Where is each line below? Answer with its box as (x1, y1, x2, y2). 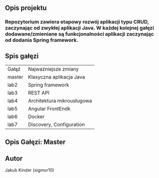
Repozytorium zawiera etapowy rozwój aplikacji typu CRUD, (5, 19, 149, 25)
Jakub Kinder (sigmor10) (5, 167, 54, 173)
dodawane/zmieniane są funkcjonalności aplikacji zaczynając (5, 31, 154, 38)
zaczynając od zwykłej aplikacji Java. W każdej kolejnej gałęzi (5, 24, 154, 31)
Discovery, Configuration (28, 121, 85, 128)
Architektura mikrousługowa (28, 98, 92, 104)
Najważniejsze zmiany (28, 66, 79, 73)
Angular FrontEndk (28, 105, 71, 112)
